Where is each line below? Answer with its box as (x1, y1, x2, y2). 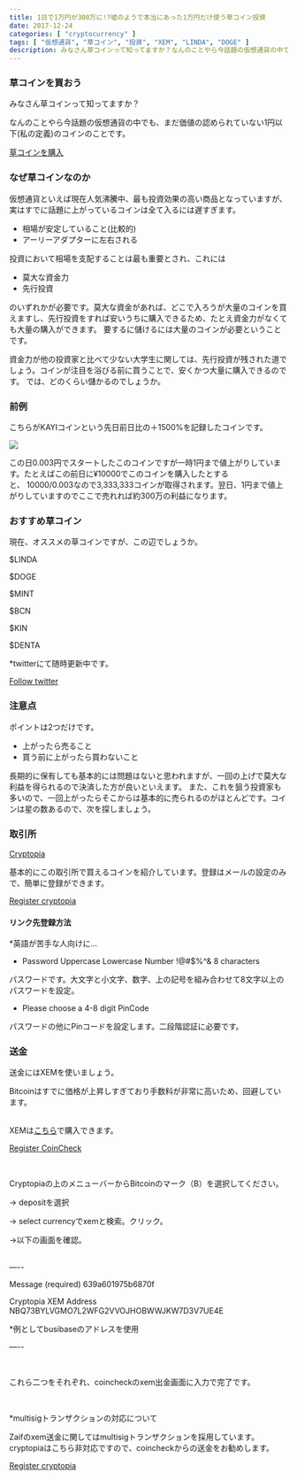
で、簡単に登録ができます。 (9, 877, 110, 888)
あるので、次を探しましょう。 (47, 803, 156, 814)
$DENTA (9, 640, 41, 651)
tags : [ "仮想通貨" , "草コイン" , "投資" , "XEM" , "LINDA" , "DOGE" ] (9, 37, 250, 47)
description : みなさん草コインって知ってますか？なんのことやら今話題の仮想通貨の (9, 46, 277, 55)
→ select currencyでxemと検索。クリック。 (9, 1216, 168, 1227)
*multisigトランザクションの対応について (9, 1413, 158, 1423)
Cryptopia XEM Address (9, 1296, 97, 1307)
